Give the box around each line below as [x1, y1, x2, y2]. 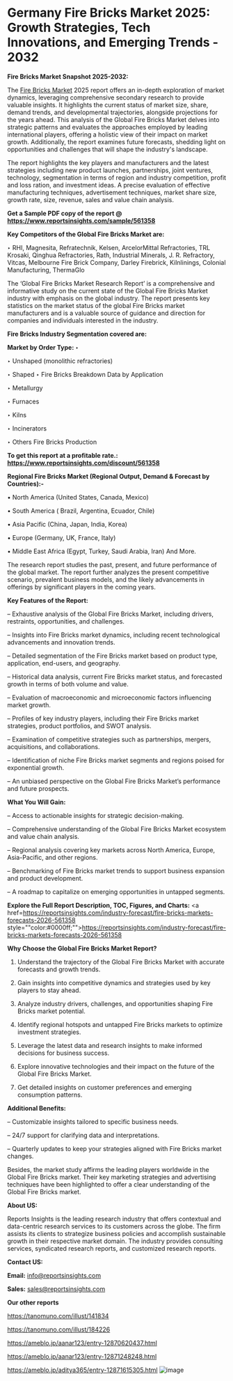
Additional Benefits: [7, 1104, 66, 1112]
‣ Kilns [7, 410, 26, 419]
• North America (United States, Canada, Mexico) [7, 493, 150, 501]
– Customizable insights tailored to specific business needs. [7, 1117, 179, 1126]
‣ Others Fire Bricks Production [7, 438, 97, 446]
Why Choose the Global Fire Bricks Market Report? [7, 944, 157, 952]
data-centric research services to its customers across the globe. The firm [7, 1221, 221, 1230]
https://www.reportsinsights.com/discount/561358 [7, 458, 160, 467]
